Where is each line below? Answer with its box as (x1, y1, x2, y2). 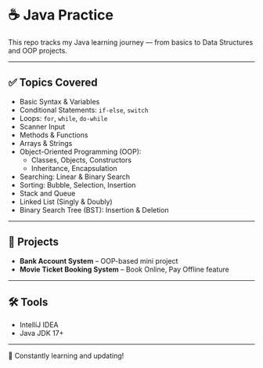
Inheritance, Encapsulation (31, 163, 117, 173)
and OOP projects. (8, 46, 68, 55)
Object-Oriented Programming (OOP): (19, 147, 142, 156)
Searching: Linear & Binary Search (19, 172, 131, 181)
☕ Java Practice (8, 6, 113, 24)
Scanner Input (19, 122, 66, 131)
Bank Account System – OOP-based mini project (19, 256, 178, 265)
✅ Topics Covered (8, 76, 98, 89)
